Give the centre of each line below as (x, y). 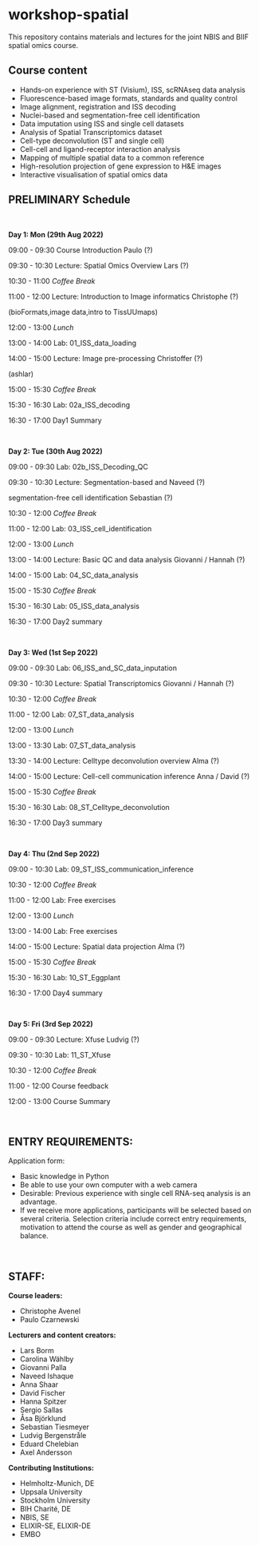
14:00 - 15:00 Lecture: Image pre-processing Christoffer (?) (106, 358)
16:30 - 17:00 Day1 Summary (55, 420)
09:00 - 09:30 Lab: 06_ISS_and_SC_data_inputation (93, 668)
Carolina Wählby (47, 1359)
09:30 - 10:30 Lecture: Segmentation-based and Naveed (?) (107, 482)
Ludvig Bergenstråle (53, 1436)
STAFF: (27, 1276)
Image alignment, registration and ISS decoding (98, 106)
